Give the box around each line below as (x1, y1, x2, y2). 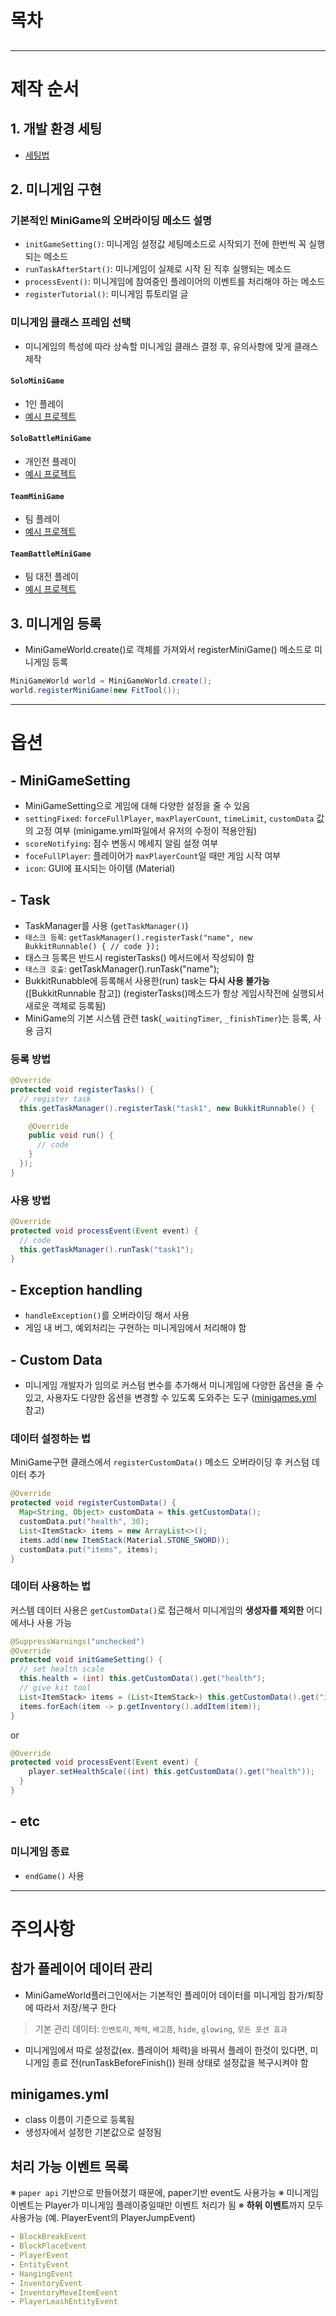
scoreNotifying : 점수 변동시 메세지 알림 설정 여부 (24, 837, 219, 849)
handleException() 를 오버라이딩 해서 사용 (24, 1309, 190, 1321)
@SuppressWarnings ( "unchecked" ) (10, 1636, 145, 1646)
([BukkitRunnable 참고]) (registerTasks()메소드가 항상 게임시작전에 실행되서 (24, 987, 325, 999)
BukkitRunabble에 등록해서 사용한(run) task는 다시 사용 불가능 (24, 974, 270, 986)
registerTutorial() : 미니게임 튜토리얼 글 (24, 288, 189, 300)
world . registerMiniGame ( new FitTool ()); (10, 686, 182, 696)
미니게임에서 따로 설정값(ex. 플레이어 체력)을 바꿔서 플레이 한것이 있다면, (24, 2044, 308, 2056)
